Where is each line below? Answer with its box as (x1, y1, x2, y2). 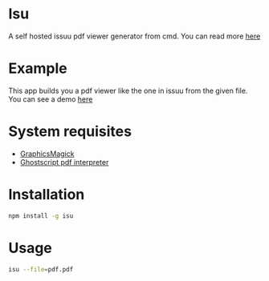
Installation (8, 186, 85, 203)
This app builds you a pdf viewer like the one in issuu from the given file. (8, 86, 248, 95)
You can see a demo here (8, 94, 93, 104)
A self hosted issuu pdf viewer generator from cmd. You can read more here (8, 31, 261, 41)
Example (8, 59, 67, 78)
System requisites (8, 122, 132, 141)
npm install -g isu (8, 211, 74, 220)
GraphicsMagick (19, 149, 75, 159)
